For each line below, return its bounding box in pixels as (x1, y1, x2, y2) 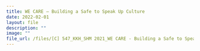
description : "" (6, 25, 46, 31)
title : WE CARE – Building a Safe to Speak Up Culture (6, 8, 145, 15)
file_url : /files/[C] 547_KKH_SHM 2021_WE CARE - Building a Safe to (6, 36, 183, 42)
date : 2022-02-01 (6, 14, 49, 20)
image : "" (6, 30, 31, 36)
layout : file (6, 19, 39, 25)
